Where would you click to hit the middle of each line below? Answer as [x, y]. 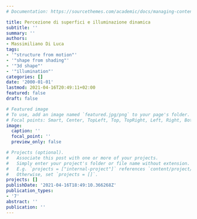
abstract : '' [22, 201]
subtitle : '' [22, 28]
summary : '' [21, 33]
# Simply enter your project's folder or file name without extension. [98, 163]
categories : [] [25, 77]
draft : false [22, 99]
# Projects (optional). [35, 153]
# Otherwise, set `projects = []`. [52, 174]
